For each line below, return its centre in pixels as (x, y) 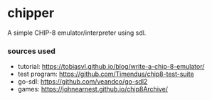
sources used (31, 51)
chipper (31, 13)
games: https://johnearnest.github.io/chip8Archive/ (93, 89)
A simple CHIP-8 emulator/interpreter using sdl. (77, 33)
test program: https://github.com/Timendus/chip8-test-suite (106, 74)
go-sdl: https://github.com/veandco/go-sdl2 (83, 82)
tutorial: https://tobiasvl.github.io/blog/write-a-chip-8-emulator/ (111, 67)
